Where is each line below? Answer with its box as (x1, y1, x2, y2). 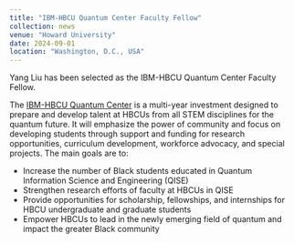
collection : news (9, 22, 76, 31)
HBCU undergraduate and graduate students (22, 204, 192, 215)
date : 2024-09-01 (9, 38, 76, 48)
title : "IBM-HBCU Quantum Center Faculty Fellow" (9, 13, 203, 23)
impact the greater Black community (22, 224, 160, 235)
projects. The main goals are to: (9, 147, 130, 159)
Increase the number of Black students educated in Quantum (22, 166, 253, 177)
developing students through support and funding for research (9, 128, 245, 139)
